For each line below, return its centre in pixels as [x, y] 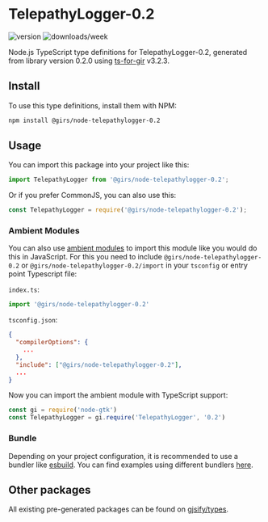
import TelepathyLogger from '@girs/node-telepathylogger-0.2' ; [119, 180]
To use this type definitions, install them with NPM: [93, 105]
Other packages [50, 490]
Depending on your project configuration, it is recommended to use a [123, 456]
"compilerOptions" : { [52, 343]
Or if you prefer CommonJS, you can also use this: [92, 196]
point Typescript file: [43, 274]
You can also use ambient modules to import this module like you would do [133, 248]
